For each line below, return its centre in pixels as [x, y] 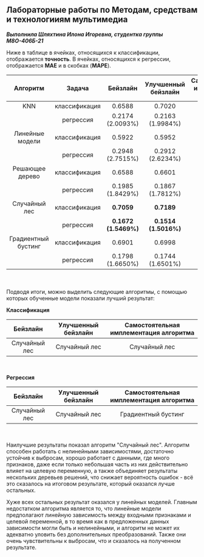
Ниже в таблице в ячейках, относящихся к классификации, [83, 52]
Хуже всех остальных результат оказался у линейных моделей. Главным [102, 502]
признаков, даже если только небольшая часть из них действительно [97, 464]
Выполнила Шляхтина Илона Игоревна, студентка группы [85, 34]
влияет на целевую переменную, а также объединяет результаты [92, 470]
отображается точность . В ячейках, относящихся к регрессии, [89, 59]
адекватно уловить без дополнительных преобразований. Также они [96, 534]
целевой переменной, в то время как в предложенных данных [88, 521]
